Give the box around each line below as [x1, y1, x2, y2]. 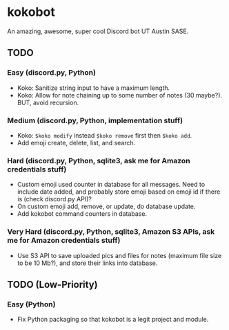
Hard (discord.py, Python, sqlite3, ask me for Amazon [7, 156, 191, 165]
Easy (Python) [7, 299, 56, 309]
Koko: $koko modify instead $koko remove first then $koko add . [17, 131, 192, 139]
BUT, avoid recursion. [17, 98, 79, 107]
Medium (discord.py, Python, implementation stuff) [7, 116, 183, 125]
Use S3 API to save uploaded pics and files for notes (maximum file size [17, 251, 222, 259]
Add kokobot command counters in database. [17, 210, 147, 218]
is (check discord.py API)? [17, 195, 92, 203]
